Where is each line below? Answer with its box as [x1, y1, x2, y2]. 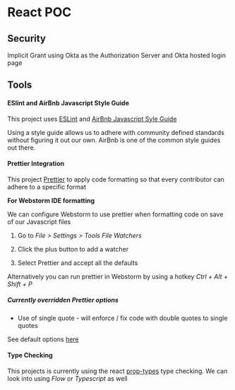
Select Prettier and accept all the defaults [17, 259, 138, 267]
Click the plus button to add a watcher [17, 244, 129, 253]
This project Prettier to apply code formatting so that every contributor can [7, 175, 224, 184]
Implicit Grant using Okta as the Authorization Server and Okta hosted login [7, 51, 226, 59]
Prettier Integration [7, 160, 65, 168]
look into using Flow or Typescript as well [7, 374, 128, 382]
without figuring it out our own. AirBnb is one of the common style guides [7, 136, 221, 144]
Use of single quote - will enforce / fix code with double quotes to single [17, 314, 228, 322]
